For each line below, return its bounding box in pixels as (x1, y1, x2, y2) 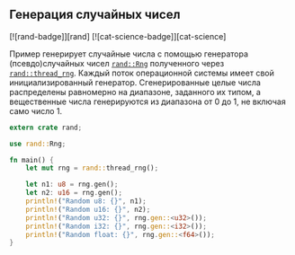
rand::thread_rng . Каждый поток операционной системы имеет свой (9, 67, 274, 78)
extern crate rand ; (9, 123, 83, 132)
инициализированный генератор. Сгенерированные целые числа (9, 76, 261, 88)
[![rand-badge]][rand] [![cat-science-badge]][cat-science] (9, 31, 227, 41)
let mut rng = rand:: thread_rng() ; (25, 163, 159, 173)
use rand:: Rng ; (9, 139, 67, 148)
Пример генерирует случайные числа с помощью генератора (9, 48, 249, 59)
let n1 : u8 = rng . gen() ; (25, 180, 119, 189)
